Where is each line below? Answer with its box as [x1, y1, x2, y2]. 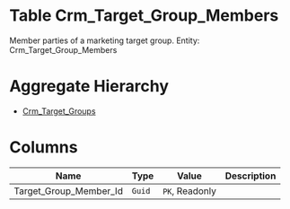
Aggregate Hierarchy [9, 76, 169, 97]
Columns [9, 137, 78, 158]
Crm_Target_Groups [22, 105, 96, 117]
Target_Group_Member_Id [13, 185, 124, 197]
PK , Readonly [163, 185, 217, 197]
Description [224, 170, 277, 182]
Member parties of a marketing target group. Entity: [9, 35, 200, 46]
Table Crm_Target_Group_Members [9, 5, 279, 26]
